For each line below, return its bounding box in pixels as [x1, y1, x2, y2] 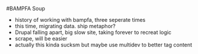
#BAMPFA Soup [6, 5, 46, 12]
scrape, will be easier [14, 35, 67, 42]
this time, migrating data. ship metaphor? [14, 23, 116, 29]
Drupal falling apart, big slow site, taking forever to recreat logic [14, 29, 172, 36]
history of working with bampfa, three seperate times [14, 16, 146, 23]
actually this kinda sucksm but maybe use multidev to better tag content [14, 41, 193, 48]
